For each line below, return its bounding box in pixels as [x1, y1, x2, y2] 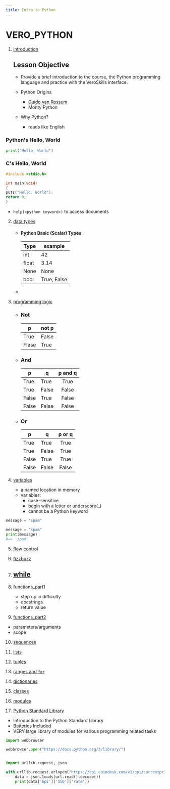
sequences [13, 639, 37, 645]
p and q [58, 369, 77, 376]
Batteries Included [13, 723, 51, 729]
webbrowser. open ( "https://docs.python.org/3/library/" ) [6, 747, 126, 752]
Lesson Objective [13, 60, 70, 69]
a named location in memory [20, 487, 80, 493]
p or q [58, 431, 73, 438]
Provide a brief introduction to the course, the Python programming [20, 74, 161, 80]
